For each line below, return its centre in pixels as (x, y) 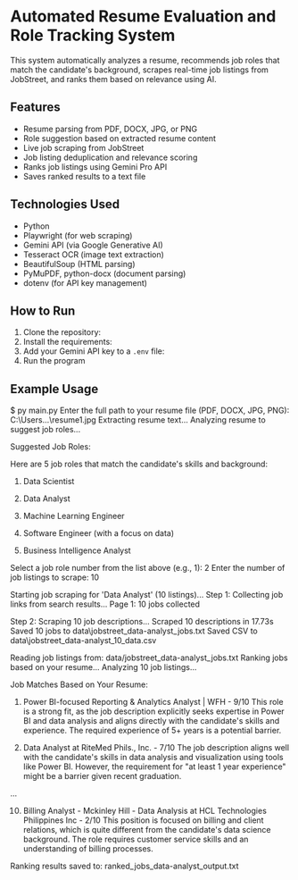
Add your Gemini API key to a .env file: (94, 351)
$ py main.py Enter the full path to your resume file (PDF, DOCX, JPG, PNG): (150, 411)
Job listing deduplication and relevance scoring (110, 157)
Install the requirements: (67, 342)
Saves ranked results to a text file (84, 176)
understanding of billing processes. (88, 849)
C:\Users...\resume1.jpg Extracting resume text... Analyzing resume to (138, 420)
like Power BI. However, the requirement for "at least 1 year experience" (154, 767)
